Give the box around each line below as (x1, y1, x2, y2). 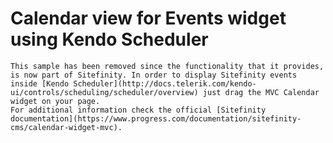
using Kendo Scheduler (10, 28, 209, 51)
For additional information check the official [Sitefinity (10, 105, 267, 115)
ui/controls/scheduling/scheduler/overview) (10, 87, 199, 97)
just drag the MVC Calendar (202, 87, 320, 97)
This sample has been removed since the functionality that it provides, (10, 61, 325, 71)
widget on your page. (10, 96, 101, 106)
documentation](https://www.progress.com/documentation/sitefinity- (10, 113, 302, 124)
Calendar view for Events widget (10, 7, 287, 30)
